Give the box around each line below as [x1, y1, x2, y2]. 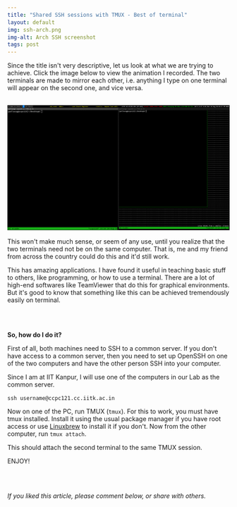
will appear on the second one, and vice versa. [7, 84, 143, 92]
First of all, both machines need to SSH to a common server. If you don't [7, 344, 217, 352]
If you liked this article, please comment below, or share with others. [7, 492, 206, 500]
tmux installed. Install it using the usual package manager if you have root [7, 414, 221, 423]
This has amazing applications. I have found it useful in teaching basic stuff [7, 265, 226, 274]
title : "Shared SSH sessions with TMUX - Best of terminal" [7, 11, 188, 18]
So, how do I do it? [7, 330, 62, 339]
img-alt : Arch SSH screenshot [7, 34, 97, 41]
